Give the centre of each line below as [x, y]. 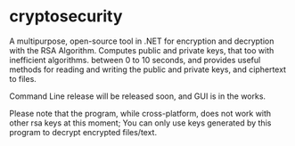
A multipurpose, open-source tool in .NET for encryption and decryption [142, 41]
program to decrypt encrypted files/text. [83, 132]
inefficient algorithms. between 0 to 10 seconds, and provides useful [135, 60]
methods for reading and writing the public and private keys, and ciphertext [148, 69]
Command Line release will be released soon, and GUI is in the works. [137, 96]
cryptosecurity [66, 16]
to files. [23, 78]
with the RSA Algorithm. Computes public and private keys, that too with [142, 50]
